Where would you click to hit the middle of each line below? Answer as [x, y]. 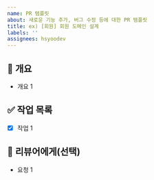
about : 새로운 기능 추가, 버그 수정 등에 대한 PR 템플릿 [77, 20]
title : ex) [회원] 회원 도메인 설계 [53, 26]
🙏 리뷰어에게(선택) [44, 152]
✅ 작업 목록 [30, 110]
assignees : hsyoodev [37, 39]
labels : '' [23, 33]
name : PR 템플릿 [28, 13]
